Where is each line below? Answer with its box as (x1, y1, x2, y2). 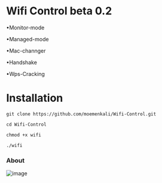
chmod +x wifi (6, 132, 42, 138)
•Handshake (6, 59, 38, 66)
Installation (6, 91, 63, 105)
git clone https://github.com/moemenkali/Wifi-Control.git (6, 111, 157, 117)
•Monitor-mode (6, 24, 45, 31)
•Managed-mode (6, 35, 49, 42)
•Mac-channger (6, 47, 46, 54)
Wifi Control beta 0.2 (6, 4, 112, 18)
